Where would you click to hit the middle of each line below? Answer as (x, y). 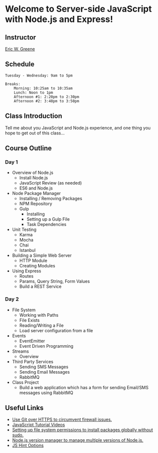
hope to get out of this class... (35, 133)
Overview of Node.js (33, 173)
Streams (20, 351)
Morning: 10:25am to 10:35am (43, 88)
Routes (26, 276)
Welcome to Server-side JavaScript (79, 9)
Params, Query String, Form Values (54, 282)
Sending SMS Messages (44, 367)
